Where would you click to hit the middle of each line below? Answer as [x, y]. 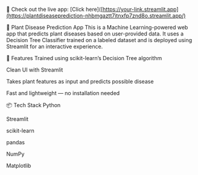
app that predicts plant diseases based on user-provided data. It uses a [95, 34]
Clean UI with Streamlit [35, 70]
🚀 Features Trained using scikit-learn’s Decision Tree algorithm [84, 58]
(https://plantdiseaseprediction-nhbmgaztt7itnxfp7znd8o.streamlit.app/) [96, 16]
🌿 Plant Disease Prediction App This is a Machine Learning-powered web [97, 27]
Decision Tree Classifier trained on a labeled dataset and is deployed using [99, 40]
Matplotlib [19, 166]
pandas [16, 142]
